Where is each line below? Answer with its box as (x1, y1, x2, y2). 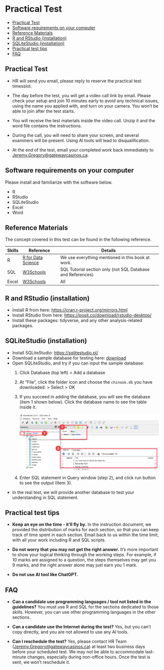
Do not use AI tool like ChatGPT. (12, 572, 79, 578)
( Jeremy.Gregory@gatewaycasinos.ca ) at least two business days (12, 644, 145, 649)
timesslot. (12, 83, 32, 89)
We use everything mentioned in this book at (60, 255, 150, 260)
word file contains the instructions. (12, 123, 82, 129)
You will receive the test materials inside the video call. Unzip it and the (12, 117, 155, 123)
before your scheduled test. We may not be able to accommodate (12, 649, 144, 655)
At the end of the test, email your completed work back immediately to (12, 147, 154, 152)
